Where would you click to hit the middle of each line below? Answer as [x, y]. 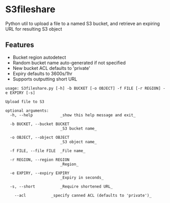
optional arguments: [27, 111]
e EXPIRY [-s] [20, 93]
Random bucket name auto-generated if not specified [69, 63]
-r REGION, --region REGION [40, 160]
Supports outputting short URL [45, 79]
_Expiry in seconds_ [82, 177]
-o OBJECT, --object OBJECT [40, 137]
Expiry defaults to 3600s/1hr [42, 73]
